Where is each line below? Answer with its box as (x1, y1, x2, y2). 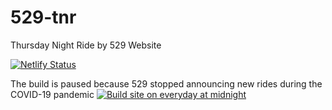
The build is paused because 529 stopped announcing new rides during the (10, 77, 323, 90)
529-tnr (10, 6, 77, 29)
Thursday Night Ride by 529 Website (10, 39, 162, 51)
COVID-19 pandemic (10, 88, 95, 100)
